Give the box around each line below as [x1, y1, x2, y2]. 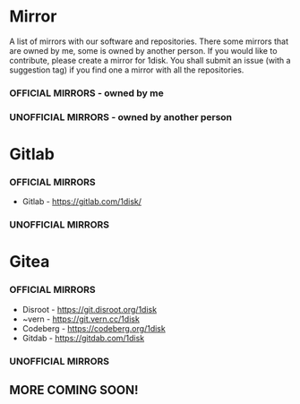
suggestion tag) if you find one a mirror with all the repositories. [9, 64, 244, 75]
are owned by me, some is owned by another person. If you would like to [9, 45, 278, 56]
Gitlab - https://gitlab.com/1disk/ [21, 196, 141, 207]
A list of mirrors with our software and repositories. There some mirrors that [9, 36, 289, 47]
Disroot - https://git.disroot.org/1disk [21, 304, 158, 314]
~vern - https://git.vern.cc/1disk [21, 314, 141, 324]
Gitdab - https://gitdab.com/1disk [21, 332, 145, 343]
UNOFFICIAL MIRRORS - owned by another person [9, 110, 233, 123]
